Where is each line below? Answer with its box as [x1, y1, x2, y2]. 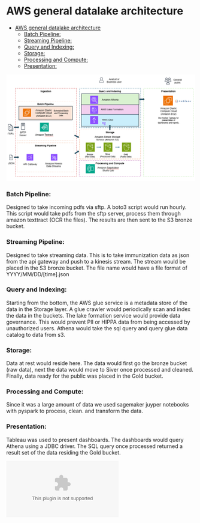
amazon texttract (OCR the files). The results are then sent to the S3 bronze [6, 216, 193, 223]
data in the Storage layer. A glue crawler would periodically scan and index [6, 305, 190, 313]
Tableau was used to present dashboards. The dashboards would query [6, 436, 184, 443]
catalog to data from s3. [6, 331, 66, 338]
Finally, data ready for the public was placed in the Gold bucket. [6, 372, 163, 379]
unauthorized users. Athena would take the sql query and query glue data [6, 324, 188, 331]
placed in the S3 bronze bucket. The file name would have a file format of [6, 264, 187, 271]
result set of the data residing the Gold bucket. [6, 449, 121, 456]
